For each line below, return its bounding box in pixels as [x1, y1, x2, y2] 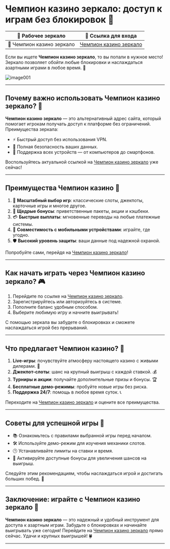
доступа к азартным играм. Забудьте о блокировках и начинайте [5, 522, 147, 528]
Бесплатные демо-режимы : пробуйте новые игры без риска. [12, 384, 148, 390]
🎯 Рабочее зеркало [17, 32, 66, 39]
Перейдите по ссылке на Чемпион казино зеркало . [12, 293, 124, 300]
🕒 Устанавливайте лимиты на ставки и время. [12, 448, 113, 454]
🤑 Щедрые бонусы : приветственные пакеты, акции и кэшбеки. [12, 208, 150, 214]
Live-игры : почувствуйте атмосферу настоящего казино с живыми [12, 358, 158, 364]
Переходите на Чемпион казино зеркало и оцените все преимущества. [5, 399, 160, 405]
